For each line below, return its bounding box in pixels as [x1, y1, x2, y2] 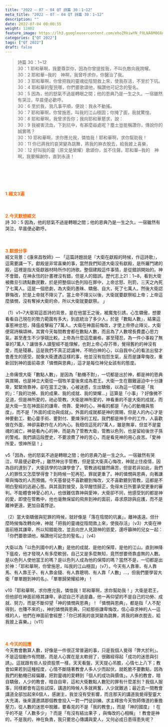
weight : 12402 [5, 26, 35, 31]
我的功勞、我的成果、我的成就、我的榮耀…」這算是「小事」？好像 [18, 390, 154, 396]
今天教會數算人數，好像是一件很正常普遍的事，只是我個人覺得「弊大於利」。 [5, 647, 161, 653]
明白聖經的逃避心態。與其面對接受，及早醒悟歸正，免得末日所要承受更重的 [5, 483, 158, 490]
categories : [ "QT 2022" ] [5, 36, 57, 41]
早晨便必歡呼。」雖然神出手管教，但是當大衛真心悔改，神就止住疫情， [13, 458, 156, 464]
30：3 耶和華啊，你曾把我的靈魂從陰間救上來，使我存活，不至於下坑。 [17, 78, 163, 84]
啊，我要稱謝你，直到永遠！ [17, 153, 75, 159]
